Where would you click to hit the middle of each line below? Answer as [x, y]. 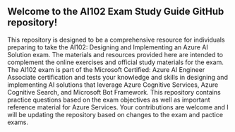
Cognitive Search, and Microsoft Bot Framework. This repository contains [114, 92]
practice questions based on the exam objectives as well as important [109, 100]
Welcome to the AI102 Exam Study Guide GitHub [116, 12]
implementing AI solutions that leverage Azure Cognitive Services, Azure [113, 85]
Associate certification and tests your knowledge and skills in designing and [117, 77]
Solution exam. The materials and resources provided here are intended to [115, 54]
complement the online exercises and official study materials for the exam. [116, 62]
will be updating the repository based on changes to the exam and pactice [115, 114]
